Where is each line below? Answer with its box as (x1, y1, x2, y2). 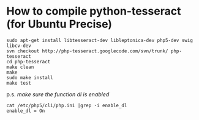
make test (6, 80, 32, 86)
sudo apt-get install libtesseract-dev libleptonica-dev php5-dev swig (6, 37, 193, 43)
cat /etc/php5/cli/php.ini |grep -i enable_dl (6, 102, 127, 108)
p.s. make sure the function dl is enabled (6, 90, 110, 98)
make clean (6, 64, 34, 70)
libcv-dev (6, 43, 32, 49)
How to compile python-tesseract (6, 4, 181, 18)
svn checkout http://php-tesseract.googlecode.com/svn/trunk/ (6, 48, 168, 54)
